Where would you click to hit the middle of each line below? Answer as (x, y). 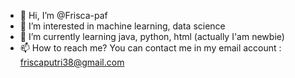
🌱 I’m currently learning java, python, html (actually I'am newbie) (152, 36)
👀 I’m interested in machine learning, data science (122, 26)
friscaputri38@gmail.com (72, 62)
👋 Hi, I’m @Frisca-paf (63, 15)
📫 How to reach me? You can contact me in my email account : (150, 48)
